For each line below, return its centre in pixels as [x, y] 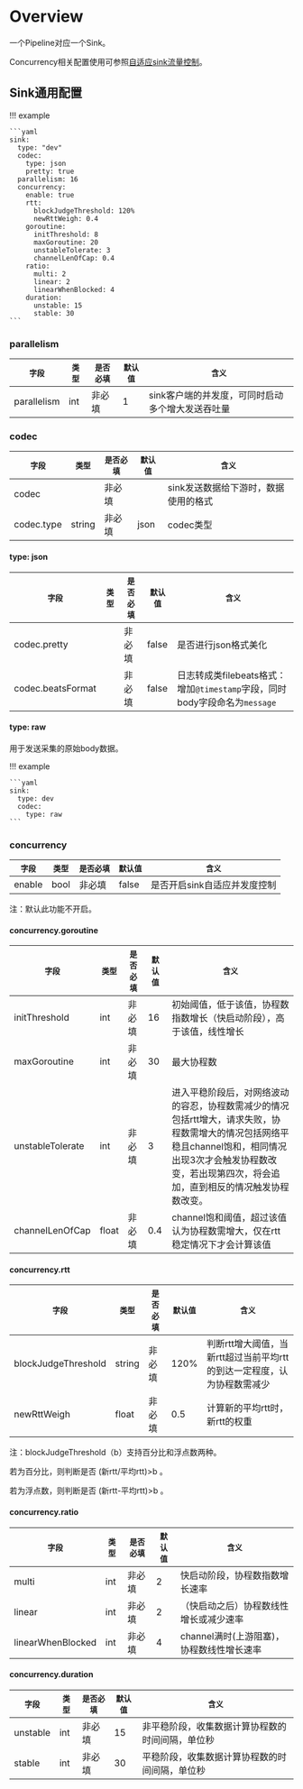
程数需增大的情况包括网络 [225, 1133]
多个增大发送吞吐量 [189, 409]
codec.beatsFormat [55, 688]
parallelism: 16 [48, 179]
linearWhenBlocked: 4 [74, 289]
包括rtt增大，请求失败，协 [226, 1120]
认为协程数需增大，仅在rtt [226, 1231]
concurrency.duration [51, 1674]
